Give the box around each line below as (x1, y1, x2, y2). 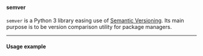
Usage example (6, 43, 47, 50)
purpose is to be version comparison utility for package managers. (6, 23, 172, 31)
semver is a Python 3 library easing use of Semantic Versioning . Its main (6, 17, 184, 24)
